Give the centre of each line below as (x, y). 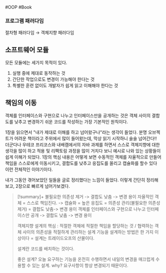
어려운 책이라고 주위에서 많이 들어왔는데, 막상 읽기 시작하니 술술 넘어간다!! (85, 138)
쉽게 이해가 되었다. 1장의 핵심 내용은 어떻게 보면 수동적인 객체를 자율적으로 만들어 (83, 157)
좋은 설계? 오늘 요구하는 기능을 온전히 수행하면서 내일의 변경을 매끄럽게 (86, 259)
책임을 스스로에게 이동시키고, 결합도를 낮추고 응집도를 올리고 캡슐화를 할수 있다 (81, 163)
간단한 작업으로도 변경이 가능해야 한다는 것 (54, 79)
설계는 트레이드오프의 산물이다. (64, 238)
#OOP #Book (19, 7)
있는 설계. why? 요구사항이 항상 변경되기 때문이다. (80, 265)
